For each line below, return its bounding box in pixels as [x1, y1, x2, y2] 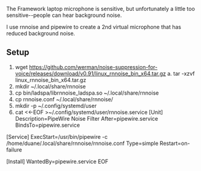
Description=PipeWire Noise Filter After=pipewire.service [15, 115, 159, 122]
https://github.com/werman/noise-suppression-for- [29, 63, 158, 70]
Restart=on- [159, 139, 190, 147]
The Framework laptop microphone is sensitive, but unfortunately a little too [6, 5, 196, 12]
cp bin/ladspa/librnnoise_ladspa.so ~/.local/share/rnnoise [15, 89, 159, 96]
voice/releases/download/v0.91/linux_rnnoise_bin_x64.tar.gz [15, 70, 166, 77]
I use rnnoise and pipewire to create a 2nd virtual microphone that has [6, 24, 182, 30]
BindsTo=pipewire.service [15, 121, 81, 129]
